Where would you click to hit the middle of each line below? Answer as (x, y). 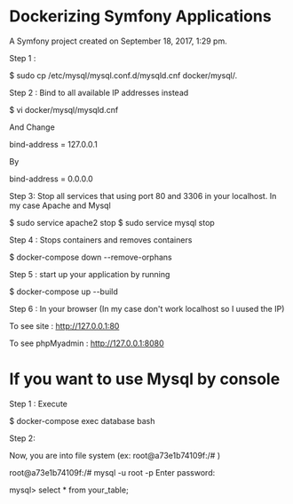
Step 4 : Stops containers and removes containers (101, 240)
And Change (32, 127)
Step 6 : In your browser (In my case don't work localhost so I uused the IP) (147, 308)
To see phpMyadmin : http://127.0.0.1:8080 (87, 343)
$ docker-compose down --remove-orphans (91, 257)
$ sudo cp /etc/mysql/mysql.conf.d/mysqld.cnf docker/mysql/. (123, 75)
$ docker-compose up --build (63, 292)
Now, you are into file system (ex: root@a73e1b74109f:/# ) (115, 455)
